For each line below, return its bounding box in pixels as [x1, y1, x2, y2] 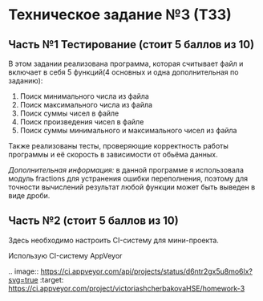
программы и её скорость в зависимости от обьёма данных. [8, 150, 218, 159]
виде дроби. [8, 191, 51, 200]
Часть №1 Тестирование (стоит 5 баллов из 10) [8, 38, 255, 51]
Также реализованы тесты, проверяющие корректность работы [8, 141, 229, 150]
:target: [39, 275, 64, 284]
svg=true [8, 275, 38, 284]
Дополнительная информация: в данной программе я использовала [8, 165, 245, 174]
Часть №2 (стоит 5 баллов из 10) [8, 214, 179, 228]
